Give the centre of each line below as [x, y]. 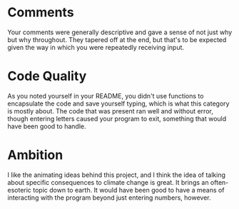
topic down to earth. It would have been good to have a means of [129, 190]
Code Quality [47, 76]
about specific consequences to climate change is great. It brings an [108, 182]
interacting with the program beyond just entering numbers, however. [110, 198]
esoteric [20, 190]
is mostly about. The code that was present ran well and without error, [111, 111]
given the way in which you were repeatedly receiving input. [96, 47]
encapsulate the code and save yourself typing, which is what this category [118, 103]
